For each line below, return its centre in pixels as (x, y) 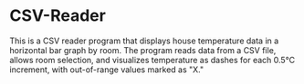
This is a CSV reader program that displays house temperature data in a (144, 41)
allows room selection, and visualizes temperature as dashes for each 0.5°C (152, 60)
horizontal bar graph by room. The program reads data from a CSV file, (143, 50)
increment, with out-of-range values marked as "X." (107, 70)
